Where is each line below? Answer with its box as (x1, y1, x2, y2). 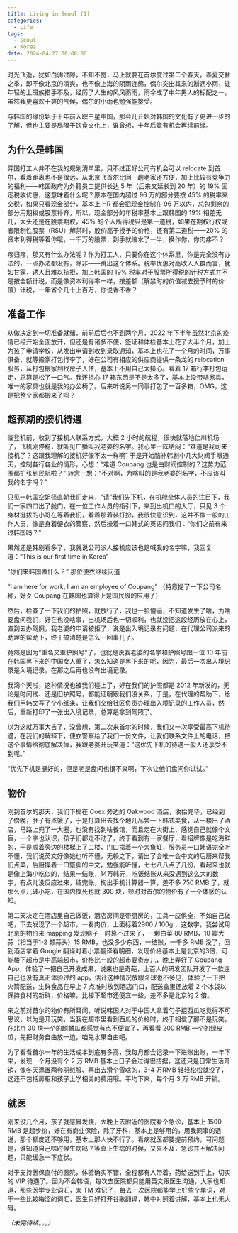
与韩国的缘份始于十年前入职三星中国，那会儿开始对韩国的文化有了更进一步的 (7, 111, 231, 121)
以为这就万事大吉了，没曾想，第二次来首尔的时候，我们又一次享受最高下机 (7, 723, 225, 731)
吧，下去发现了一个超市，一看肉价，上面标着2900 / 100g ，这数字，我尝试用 (7, 920, 231, 928)
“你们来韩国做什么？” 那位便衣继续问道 (7, 567, 120, 576)
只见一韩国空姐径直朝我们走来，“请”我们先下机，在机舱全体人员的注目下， (7, 493, 225, 501)
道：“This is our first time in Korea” (7, 552, 109, 561)
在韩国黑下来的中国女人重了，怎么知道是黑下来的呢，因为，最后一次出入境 (7, 657, 225, 666)
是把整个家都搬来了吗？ (7, 390, 76, 399)
